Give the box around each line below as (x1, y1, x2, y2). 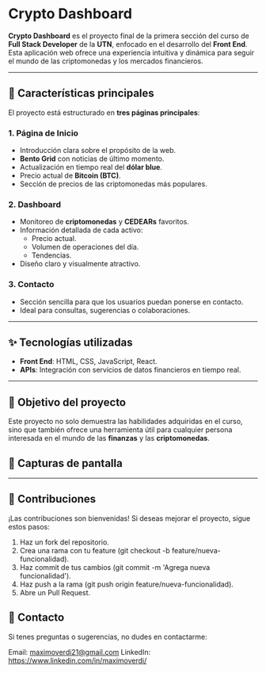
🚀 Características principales (8, 86, 154, 100)
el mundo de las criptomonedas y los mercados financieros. (8, 56, 203, 66)
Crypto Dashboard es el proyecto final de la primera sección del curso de (8, 31, 249, 40)
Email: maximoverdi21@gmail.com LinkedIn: (8, 647, 151, 656)
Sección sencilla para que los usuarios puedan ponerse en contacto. (19, 296, 244, 306)
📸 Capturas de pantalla (8, 457, 123, 470)
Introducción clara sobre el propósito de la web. (19, 146, 177, 155)
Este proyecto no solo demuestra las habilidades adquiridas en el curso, (8, 417, 243, 426)
